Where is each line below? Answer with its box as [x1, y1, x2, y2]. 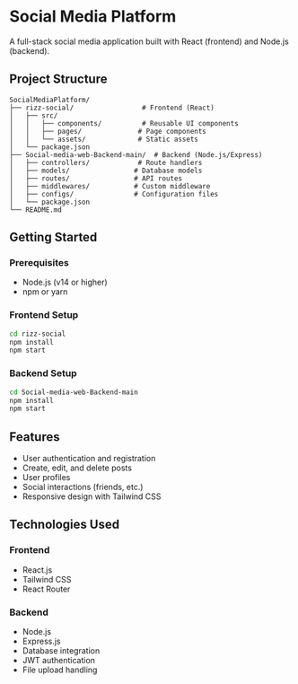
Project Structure [9, 72, 108, 87]
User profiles [22, 472, 71, 483]
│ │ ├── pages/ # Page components [9, 127, 206, 136]
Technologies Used [9, 517, 119, 532]
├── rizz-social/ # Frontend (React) [9, 103, 215, 112]
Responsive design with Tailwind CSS [22, 491, 162, 502]
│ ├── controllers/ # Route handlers [9, 158, 203, 167]
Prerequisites [9, 257, 69, 269]
